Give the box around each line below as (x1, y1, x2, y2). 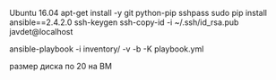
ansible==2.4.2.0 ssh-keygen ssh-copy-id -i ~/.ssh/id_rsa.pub (9, 17, 239, 28)
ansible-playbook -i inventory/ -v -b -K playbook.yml (9, 44, 204, 54)
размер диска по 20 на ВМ (9, 61, 112, 71)
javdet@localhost (9, 27, 73, 36)
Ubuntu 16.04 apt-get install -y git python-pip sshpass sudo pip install (9, 8, 267, 18)
